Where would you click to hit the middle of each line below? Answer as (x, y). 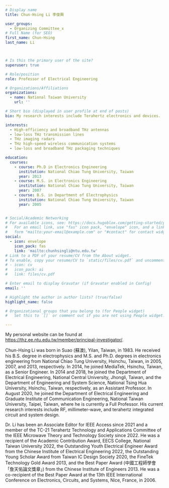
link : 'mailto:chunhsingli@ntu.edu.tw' (56, 251)
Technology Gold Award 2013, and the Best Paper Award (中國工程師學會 (81, 463)
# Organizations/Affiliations (37, 88)
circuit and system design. (33, 415)
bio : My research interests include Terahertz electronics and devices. (83, 116)
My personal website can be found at (44, 335)
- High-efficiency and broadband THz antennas (59, 130)
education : (17, 157)
